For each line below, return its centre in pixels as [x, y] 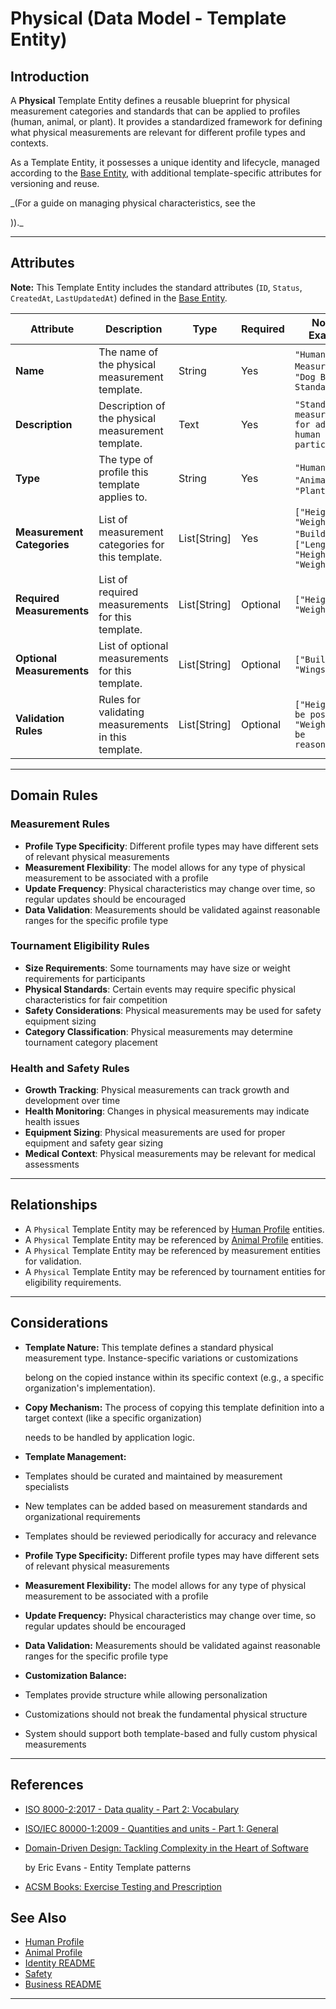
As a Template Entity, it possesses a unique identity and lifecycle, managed [165, 162]
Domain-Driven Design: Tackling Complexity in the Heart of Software [166, 1848]
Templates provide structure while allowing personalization [146, 1694]
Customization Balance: [75, 1675]
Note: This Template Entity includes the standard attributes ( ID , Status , [156, 287]
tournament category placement [91, 1042]
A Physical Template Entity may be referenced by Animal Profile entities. [174, 1239]
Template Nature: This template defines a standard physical [149, 1347]
